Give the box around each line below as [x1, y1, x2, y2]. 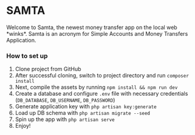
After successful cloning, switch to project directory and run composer [15, 72, 190, 79]
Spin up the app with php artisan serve [15, 116, 115, 123]
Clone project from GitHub [15, 65, 81, 73]
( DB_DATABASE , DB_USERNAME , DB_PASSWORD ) [15, 96, 115, 104]
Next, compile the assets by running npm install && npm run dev [15, 84, 178, 91]
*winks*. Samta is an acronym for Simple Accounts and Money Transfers [6, 30, 188, 37]
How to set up [6, 51, 48, 60]
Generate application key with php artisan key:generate [15, 103, 157, 110]
